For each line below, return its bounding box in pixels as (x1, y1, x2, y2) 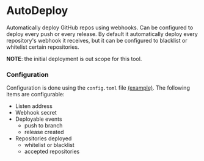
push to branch (24, 122, 63, 129)
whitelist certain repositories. (6, 43, 79, 51)
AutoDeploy (6, 4, 68, 18)
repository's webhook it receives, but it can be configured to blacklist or (6, 37, 188, 44)
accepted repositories (24, 148, 80, 156)
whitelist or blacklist (24, 141, 75, 149)
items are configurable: (6, 91, 65, 98)
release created (24, 129, 64, 136)
